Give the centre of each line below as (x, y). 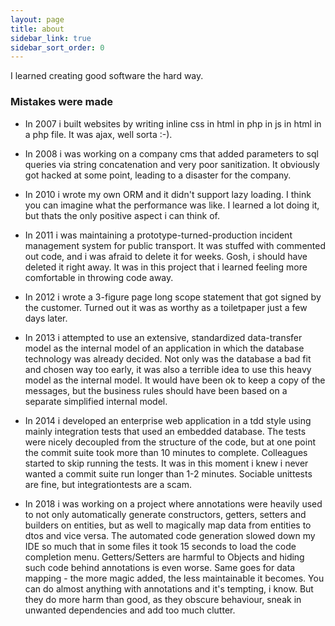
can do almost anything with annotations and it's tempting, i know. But (169, 588)
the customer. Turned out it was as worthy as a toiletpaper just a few (166, 307)
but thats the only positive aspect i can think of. (122, 215)
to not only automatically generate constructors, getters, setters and (165, 514)
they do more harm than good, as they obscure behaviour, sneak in (163, 599)
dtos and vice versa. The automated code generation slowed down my (170, 535)
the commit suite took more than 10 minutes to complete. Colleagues (166, 452)
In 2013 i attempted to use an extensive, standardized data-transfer (163, 337)
